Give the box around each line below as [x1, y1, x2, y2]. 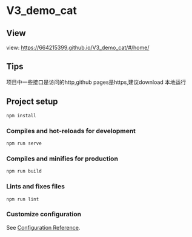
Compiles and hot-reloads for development [6, 126, 136, 135]
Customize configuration [6, 210, 82, 219]
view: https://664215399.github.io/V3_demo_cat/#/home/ [6, 44, 150, 51]
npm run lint [6, 196, 39, 202]
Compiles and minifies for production [6, 154, 118, 163]
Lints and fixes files [6, 182, 65, 191]
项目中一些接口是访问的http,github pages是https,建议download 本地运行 [6, 78, 187, 86]
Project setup [6, 97, 59, 107]
